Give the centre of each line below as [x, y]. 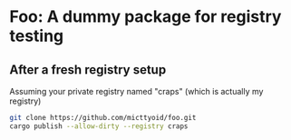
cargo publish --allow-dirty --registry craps [99, 126]
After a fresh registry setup [88, 70]
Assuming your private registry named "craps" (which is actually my [136, 91]
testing [37, 36]
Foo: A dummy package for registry [145, 17]
